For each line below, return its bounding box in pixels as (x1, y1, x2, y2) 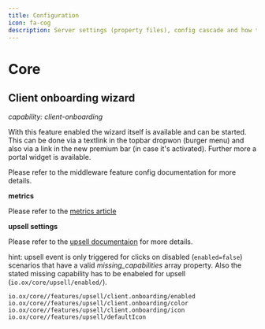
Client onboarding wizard (8, 91, 136, 105)
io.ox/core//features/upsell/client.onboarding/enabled (8, 293, 196, 301)
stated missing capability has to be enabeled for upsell (8, 269, 186, 279)
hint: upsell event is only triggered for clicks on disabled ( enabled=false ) (8, 253, 243, 262)
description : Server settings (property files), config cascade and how (8, 26, 252, 34)
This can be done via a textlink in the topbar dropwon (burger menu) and (8, 135, 244, 146)
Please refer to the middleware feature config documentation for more (8, 168, 237, 177)
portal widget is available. (8, 153, 91, 162)
